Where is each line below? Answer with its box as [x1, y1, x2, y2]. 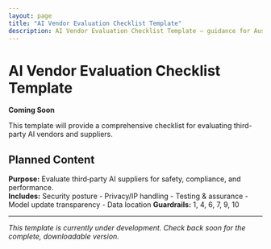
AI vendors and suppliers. [27, 130, 113, 139]
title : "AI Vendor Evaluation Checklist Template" [8, 19, 182, 27]
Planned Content [8, 152, 95, 166]
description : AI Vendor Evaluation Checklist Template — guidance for [8, 27, 251, 35]
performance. [8, 183, 54, 193]
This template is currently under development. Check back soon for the [8, 223, 246, 233]
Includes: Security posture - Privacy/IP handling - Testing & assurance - [8, 191, 248, 201]
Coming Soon [8, 106, 55, 115]
